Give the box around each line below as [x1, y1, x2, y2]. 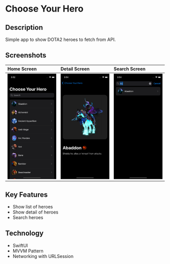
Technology [5, 229, 44, 238]
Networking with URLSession [12, 253, 74, 259]
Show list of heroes [12, 204, 53, 209]
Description [5, 23, 43, 32]
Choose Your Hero [5, 3, 84, 15]
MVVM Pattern [12, 248, 44, 254]
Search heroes [12, 215, 44, 220]
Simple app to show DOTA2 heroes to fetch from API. [5, 36, 116, 42]
